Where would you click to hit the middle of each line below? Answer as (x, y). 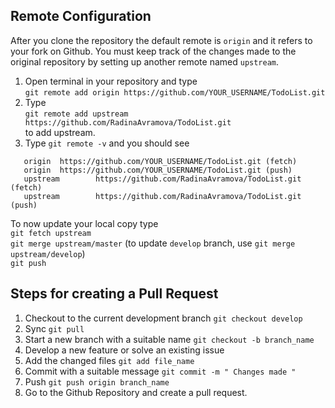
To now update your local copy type (84, 223)
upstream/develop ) (48, 253)
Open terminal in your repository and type (111, 81)
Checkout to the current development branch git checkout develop (163, 318)
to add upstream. (60, 132)
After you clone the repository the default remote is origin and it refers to (161, 40)
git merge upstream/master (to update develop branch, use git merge (153, 243)
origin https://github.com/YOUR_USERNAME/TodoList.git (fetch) (160, 161)
